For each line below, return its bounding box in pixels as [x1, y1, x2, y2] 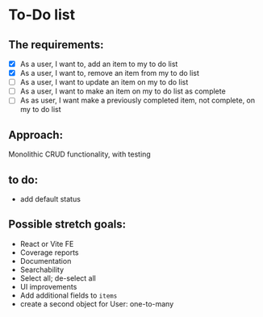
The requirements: [8, 38, 104, 52]
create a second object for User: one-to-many [19, 298, 174, 308]
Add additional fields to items [19, 290, 118, 300]
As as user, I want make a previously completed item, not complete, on [19, 95, 256, 106]
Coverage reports [19, 248, 79, 257]
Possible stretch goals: [8, 218, 127, 231]
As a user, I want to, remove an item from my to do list [19, 69, 200, 78]
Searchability [19, 265, 65, 274]
